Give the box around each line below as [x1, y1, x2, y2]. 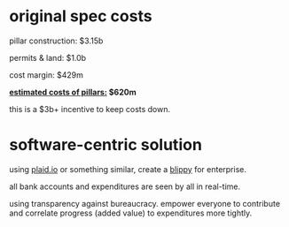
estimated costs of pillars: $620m [9, 87, 137, 97]
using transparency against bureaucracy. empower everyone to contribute [9, 198, 281, 208]
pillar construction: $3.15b [9, 35, 104, 46]
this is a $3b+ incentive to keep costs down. [9, 103, 171, 114]
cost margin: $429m [9, 69, 84, 80]
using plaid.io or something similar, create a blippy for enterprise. [9, 163, 246, 174]
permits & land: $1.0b [9, 52, 87, 63]
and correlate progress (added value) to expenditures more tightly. [9, 208, 253, 218]
